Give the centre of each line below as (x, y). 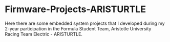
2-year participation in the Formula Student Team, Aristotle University (78, 28)
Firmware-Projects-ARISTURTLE (76, 9)
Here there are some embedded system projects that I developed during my (85, 23)
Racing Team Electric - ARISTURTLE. (44, 34)
